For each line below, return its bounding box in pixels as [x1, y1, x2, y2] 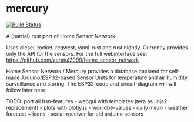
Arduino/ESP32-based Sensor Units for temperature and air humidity [21, 74, 188, 81]
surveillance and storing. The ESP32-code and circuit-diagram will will [6, 80, 176, 87]
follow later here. [6, 86, 47, 93]
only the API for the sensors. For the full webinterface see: [6, 50, 148, 57]
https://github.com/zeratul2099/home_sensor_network [6, 56, 139, 63]
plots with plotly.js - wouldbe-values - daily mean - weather [43, 104, 188, 111]
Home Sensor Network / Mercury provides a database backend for [6, 67, 168, 74]
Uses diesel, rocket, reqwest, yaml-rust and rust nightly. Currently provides [6, 43, 188, 51]
